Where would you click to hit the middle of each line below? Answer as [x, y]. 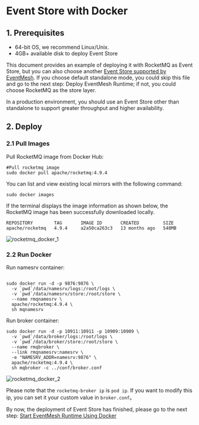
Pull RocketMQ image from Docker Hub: [55, 156]
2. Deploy [24, 127]
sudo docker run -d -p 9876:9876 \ [50, 284]
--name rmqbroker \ [36, 347]
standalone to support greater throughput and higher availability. [85, 108]
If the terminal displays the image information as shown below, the [87, 206]
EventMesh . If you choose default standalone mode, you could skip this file [98, 78]
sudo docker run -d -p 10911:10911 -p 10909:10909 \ [73, 331]
